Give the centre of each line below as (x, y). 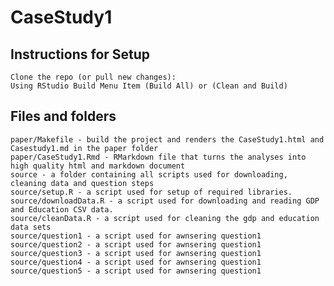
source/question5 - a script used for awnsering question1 (136, 271)
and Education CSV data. (62, 209)
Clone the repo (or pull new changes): (93, 77)
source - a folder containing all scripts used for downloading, (149, 174)
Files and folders (63, 116)
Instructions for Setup (80, 54)
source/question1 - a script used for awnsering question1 (136, 236)
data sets (31, 227)
